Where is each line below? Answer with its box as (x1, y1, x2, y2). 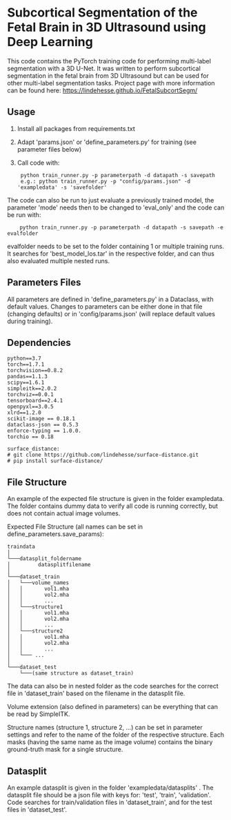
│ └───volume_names (7, 580, 70, 586)
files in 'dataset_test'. (7, 806, 68, 814)
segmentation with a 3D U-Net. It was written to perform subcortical (7, 64, 201, 72)
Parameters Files (7, 277, 81, 289)
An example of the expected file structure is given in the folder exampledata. (7, 495, 225, 503)
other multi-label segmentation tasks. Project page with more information (7, 79, 215, 87)
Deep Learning (7, 34, 93, 50)
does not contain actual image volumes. (7, 509, 121, 517)
